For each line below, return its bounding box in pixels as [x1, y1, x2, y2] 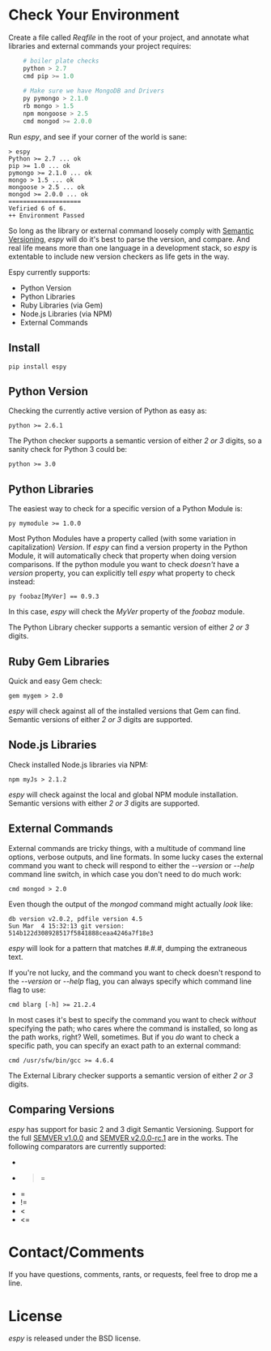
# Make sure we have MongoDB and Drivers [23, 87, 164, 95]
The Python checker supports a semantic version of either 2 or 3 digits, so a [8, 436, 262, 445]
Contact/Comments [8, 1243, 145, 1261]
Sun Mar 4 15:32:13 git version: [8, 922, 125, 930]
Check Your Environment [8, 6, 180, 24]
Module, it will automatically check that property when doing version [8, 551, 237, 561]
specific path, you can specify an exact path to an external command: [8, 1040, 241, 1050]
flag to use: [8, 984, 46, 995]
